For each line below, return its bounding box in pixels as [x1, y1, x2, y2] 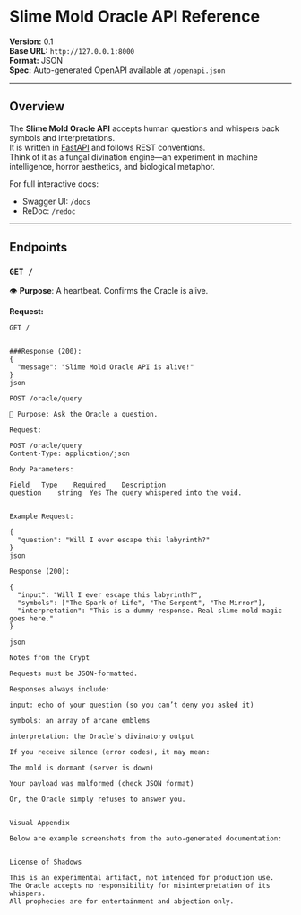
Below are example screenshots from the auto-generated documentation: [9, 834, 282, 843]
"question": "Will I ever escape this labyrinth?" [17, 536, 211, 545]
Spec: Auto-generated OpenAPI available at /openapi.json [9, 65, 226, 75]
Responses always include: [9, 685, 110, 694]
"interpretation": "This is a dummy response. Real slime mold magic [17, 606, 282, 616]
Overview [9, 99, 65, 114]
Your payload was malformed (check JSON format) [9, 779, 194, 788]
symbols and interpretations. [9, 132, 115, 143]
